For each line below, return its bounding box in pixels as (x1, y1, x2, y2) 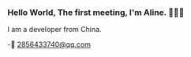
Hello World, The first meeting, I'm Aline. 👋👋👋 (7, 7, 185, 18)
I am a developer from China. (7, 25, 102, 34)
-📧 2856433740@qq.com (7, 40, 92, 49)
